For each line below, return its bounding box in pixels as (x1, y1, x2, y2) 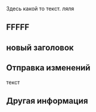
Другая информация (6, 95, 88, 106)
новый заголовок (6, 42, 74, 52)
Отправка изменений (6, 63, 91, 73)
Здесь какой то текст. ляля (6, 5, 75, 12)
